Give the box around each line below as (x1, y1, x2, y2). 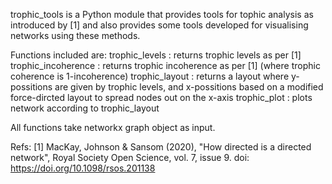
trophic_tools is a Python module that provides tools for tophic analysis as (10, 9, 314, 20)
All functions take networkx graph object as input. (10, 122, 216, 133)
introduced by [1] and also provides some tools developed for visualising (10, 19, 309, 31)
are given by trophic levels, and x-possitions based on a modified (54, 81, 324, 93)
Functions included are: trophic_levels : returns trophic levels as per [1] (10, 49, 302, 61)
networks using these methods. (10, 30, 141, 41)
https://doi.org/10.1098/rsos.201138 (10, 162, 156, 174)
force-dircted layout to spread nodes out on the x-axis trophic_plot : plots (10, 92, 313, 103)
